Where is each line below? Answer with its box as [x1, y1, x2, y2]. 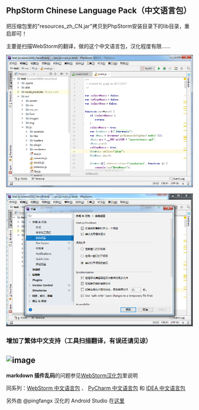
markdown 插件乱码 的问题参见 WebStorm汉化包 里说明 [6, 371, 138, 379]
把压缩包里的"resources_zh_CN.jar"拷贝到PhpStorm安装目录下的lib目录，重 [6, 23, 190, 30]
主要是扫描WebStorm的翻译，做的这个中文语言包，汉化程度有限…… [6, 42, 171, 49]
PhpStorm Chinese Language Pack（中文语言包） [6, 5, 191, 16]
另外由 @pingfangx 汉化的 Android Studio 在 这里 [6, 397, 125, 404]
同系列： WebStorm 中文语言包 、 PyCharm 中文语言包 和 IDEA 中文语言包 [6, 384, 185, 392]
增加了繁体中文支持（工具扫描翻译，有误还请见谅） [6, 336, 152, 345]
